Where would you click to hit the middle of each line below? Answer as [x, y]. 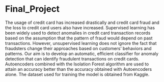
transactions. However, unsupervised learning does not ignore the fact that [81, 43]
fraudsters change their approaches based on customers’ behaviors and [78, 48]
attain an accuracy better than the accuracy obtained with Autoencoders [79, 69]
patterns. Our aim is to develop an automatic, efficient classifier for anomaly [82, 53]
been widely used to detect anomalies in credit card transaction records [78, 33]
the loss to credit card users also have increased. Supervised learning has [80, 27]
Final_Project [32, 9]
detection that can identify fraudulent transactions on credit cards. [72, 59]
